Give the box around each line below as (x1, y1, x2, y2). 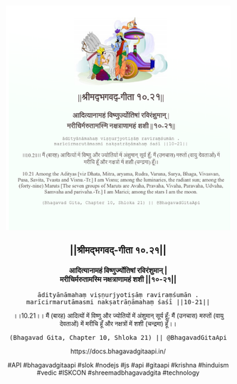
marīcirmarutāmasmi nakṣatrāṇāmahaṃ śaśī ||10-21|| (26, 298, 211, 306)
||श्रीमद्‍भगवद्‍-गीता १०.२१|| (69, 244, 167, 256)
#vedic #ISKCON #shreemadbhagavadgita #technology (36, 368, 200, 377)
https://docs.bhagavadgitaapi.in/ (70, 347, 167, 356)
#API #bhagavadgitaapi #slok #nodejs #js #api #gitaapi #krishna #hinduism (7, 360, 229, 369)
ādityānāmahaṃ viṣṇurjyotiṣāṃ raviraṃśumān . (37, 291, 199, 299)
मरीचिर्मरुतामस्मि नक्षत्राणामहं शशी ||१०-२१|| (59, 274, 177, 284)
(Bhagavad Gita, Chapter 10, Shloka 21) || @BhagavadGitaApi (9, 333, 228, 341)
